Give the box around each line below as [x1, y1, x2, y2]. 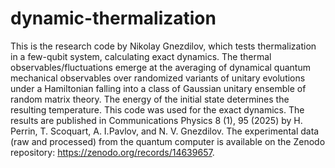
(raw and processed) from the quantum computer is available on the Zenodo [10, 135, 326, 147]
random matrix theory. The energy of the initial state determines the [10, 93, 290, 105]
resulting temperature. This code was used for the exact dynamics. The [10, 103, 305, 116]
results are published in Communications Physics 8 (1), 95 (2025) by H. [10, 114, 303, 126]
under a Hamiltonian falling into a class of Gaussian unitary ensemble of [10, 82, 307, 94]
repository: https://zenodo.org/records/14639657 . [10, 146, 215, 158]
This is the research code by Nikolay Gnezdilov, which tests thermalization [10, 40, 317, 52]
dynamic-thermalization [10, 7, 217, 30]
